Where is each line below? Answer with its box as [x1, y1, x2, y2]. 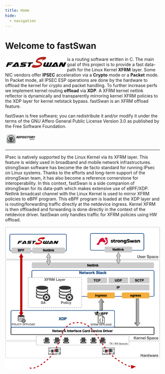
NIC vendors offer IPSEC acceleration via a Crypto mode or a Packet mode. [5, 72, 159, 78]
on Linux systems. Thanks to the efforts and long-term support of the [5, 170, 146, 176]
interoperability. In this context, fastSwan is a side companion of [5, 180, 135, 187]
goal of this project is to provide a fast [67, 62, 144, 67]
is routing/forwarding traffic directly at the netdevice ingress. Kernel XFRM [5, 201, 156, 207]
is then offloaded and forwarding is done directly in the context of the [5, 207, 146, 213]
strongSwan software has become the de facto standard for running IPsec [5, 165, 155, 171]
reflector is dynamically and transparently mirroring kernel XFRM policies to [5, 93, 158, 99]
